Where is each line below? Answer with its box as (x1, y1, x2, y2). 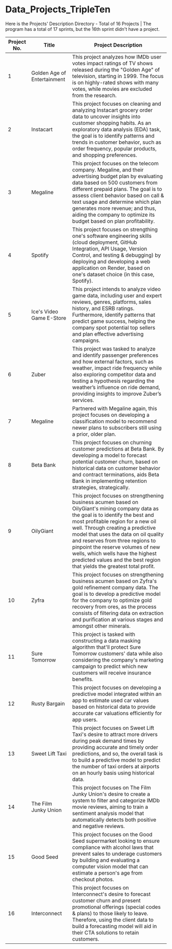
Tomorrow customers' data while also (72, 650, 163, 657)
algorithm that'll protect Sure (72, 643, 141, 650)
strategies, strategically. (72, 483, 130, 491)
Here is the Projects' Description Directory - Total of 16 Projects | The (5, 21, 152, 27)
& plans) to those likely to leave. (72, 909, 148, 917)
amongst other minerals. (72, 622, 131, 629)
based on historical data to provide (72, 703, 156, 710)
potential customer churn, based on (72, 458, 158, 465)
